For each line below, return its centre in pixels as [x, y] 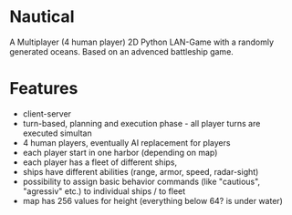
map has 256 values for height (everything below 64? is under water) [152, 200]
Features [44, 89]
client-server [47, 113]
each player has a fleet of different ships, [100, 162]
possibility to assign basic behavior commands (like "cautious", [141, 181]
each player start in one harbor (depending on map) [120, 152]
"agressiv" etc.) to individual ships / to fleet [104, 191]
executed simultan [57, 133]
